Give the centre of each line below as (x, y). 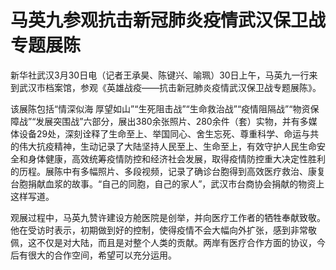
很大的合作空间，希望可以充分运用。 (102, 255)
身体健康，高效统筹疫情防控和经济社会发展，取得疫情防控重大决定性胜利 (176, 158)
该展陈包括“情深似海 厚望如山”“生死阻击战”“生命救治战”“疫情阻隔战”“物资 (160, 108)
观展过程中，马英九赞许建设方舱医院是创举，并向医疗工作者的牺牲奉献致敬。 (168, 217)
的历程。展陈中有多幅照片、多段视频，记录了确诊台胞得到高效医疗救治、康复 (168, 171)
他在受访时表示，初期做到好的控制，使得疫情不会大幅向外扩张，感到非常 (159, 230)
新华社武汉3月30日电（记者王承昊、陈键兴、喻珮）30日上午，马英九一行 (160, 75)
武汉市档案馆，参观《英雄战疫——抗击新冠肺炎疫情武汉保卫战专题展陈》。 (170, 87)
